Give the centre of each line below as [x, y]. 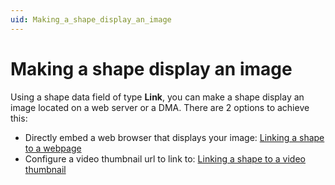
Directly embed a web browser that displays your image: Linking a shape [174, 137]
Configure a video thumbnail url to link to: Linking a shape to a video [165, 158]
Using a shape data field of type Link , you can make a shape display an [157, 97]
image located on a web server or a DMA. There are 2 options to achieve [160, 107]
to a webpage [53, 148]
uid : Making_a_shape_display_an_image [91, 19]
